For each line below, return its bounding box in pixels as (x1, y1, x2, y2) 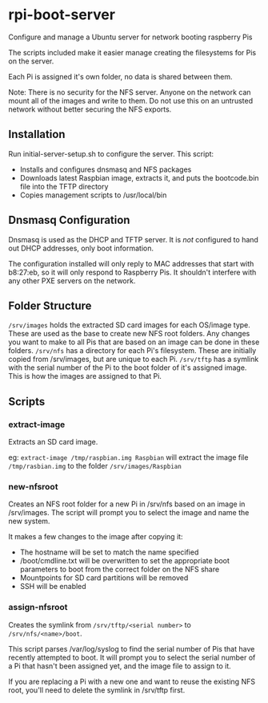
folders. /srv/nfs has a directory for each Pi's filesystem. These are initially (8, 346, 257, 356)
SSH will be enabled (19, 582, 86, 591)
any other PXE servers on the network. (8, 275, 136, 286)
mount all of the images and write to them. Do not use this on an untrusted (8, 95, 254, 105)
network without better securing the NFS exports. (8, 104, 172, 114)
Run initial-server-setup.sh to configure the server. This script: (8, 148, 214, 158)
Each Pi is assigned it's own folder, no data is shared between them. (8, 71, 234, 81)
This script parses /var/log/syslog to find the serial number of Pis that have (8, 644, 255, 653)
